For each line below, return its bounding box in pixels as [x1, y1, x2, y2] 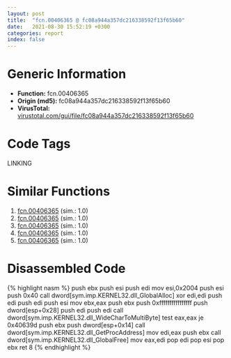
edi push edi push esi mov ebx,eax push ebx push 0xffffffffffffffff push [7, 298, 208, 307]
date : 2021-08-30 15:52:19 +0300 [7, 23, 111, 30]
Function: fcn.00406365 [17, 89, 89, 98]
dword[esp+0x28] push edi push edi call [7, 306, 124, 314]
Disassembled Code [7, 261, 126, 276]
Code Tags [7, 136, 71, 152]
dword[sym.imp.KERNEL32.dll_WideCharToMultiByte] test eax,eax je [7, 313, 204, 322]
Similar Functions [7, 184, 110, 200]
